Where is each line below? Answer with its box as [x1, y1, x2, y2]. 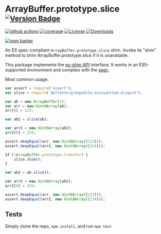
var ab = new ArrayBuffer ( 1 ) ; [5, 99, 67, 104]
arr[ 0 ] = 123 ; [5, 108, 34, 113]
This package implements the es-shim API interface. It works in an [5, 62, 138, 68]
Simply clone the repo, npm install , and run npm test [5, 223, 112, 229]
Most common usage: [5, 76, 49, 82]
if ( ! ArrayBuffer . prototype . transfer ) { [5, 152, 89, 157]
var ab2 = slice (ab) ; [5, 117, 49, 122]
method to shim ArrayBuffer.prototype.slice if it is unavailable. [5, 52, 129, 58]
